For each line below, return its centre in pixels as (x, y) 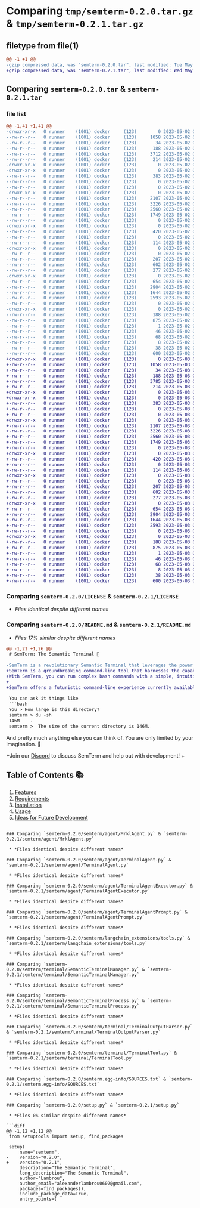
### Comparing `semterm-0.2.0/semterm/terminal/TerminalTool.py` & (92, 1053)
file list (16, 113)
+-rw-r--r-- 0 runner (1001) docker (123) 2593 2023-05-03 (98, 526)
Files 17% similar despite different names (65, 638)
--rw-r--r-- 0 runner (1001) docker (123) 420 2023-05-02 (98, 231)
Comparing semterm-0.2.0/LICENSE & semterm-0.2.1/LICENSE (93, 596)
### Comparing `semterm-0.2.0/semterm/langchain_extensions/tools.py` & (98, 938)
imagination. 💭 (24, 744)
